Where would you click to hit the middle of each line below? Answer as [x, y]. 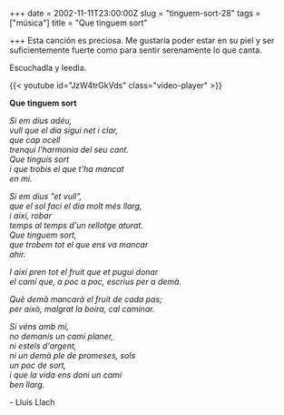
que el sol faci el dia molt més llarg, [76, 206]
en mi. [21, 178]
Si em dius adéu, [41, 121]
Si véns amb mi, [39, 326]
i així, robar [31, 216]
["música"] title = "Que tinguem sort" [78, 23]
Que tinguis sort [39, 159]
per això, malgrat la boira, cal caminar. [82, 309]
